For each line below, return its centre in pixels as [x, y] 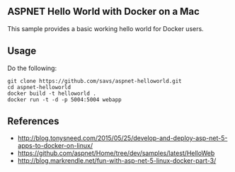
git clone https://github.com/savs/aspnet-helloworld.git [94, 81]
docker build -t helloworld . [52, 93]
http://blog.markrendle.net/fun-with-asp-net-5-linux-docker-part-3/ [117, 161]
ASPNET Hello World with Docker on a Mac [103, 12]
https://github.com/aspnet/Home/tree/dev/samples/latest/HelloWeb [116, 153]
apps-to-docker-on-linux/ [55, 146]
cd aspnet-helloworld [39, 87]
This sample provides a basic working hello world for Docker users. [105, 28]
